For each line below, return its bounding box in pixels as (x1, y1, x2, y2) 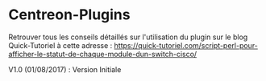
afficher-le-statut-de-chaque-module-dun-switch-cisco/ (8, 49, 197, 59)
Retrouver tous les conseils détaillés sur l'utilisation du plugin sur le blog (8, 32, 248, 42)
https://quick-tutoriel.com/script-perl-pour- (114, 40, 258, 50)
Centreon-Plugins (8, 6, 131, 24)
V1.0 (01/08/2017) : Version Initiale (8, 64, 122, 74)
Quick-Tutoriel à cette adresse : (8, 40, 113, 50)
